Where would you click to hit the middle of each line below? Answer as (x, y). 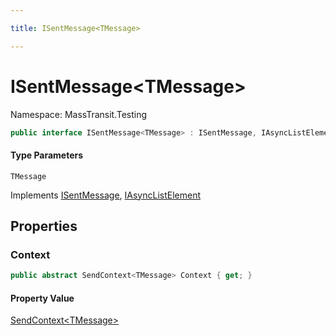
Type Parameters (47, 155)
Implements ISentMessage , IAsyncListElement (106, 195)
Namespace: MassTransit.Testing (79, 114)
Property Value (42, 298)
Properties (44, 226)
